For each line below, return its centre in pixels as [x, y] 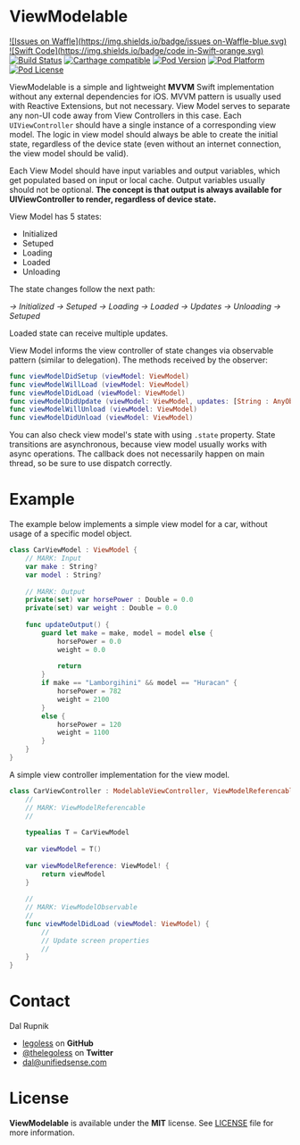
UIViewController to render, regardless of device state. [113, 199]
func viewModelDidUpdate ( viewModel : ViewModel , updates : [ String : [139, 401]
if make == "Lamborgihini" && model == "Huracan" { [140, 683]
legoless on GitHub [58, 1043]
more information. [42, 1132]
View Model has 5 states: [56, 216]
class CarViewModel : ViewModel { [74, 550]
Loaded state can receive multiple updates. [89, 333]
